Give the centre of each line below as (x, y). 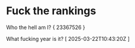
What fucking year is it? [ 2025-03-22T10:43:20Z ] (68, 39)
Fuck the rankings (51, 11)
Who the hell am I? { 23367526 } (46, 27)
